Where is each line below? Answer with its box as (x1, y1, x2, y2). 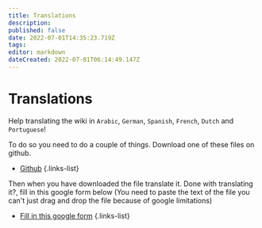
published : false (8, 26, 66, 34)
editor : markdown (8, 48, 66, 56)
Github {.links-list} (19, 163, 79, 173)
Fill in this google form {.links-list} (19, 211, 130, 220)
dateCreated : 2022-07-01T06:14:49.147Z (8, 56, 141, 64)
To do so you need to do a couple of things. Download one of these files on (8, 139, 255, 149)
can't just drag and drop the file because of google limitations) (8, 196, 213, 205)
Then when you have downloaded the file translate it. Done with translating (8, 179, 254, 188)
